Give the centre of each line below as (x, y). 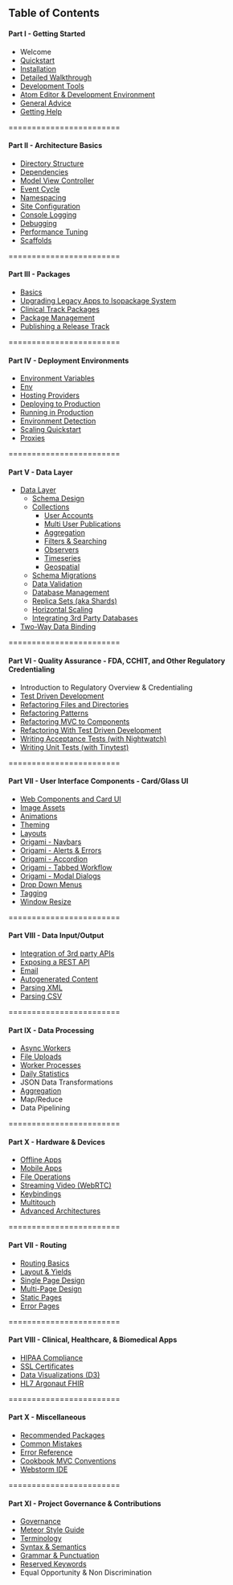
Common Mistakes (51, 1444)
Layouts (33, 833)
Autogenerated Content (59, 979)
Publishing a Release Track (65, 326)
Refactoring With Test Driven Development (91, 730)
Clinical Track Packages (60, 309)
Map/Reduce (41, 1099)
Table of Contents (54, 13)
